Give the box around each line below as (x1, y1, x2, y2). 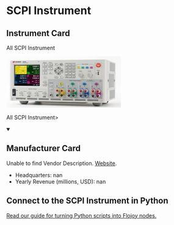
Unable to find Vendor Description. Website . (6, 160, 117, 167)
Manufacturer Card (6, 143, 81, 153)
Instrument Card (6, 28, 70, 39)
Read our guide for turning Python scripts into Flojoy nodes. (6, 212, 157, 219)
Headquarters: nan (15, 171, 63, 179)
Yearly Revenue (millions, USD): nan (15, 178, 106, 185)
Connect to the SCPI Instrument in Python (6, 196, 169, 206)
